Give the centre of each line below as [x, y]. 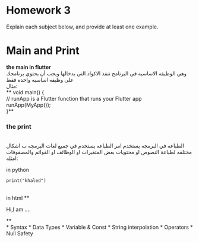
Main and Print [43, 51]
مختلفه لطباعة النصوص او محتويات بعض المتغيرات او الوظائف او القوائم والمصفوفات [99, 152]
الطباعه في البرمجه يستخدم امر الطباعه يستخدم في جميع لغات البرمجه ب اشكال [95, 146]
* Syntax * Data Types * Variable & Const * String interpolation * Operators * [99, 227]
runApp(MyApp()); [29, 105]
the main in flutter [29, 67]
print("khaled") [26, 181]
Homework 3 [39, 10]
